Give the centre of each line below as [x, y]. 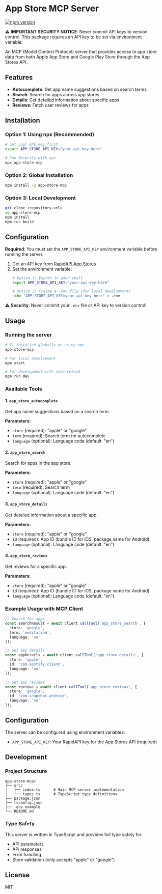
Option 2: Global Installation [39, 175]
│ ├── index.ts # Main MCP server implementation [65, 790]
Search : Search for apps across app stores [56, 94]
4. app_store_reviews [27, 556]
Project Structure [26, 771]
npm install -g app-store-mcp [36, 185]
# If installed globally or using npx [45, 345]
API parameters [28, 844]
